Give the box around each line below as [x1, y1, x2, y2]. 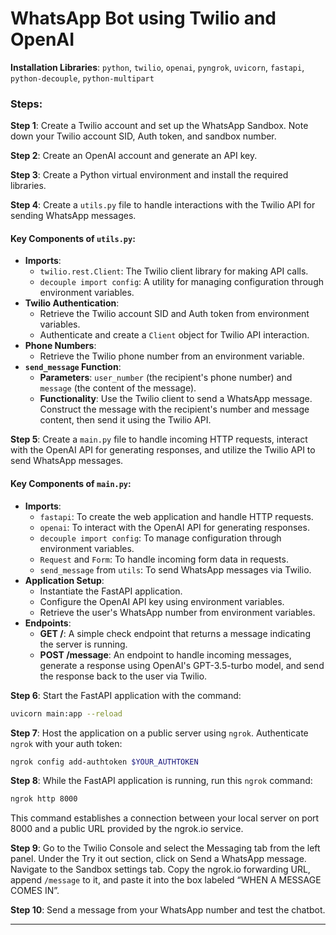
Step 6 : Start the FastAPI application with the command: [10, 689, 242, 701]
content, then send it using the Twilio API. [39, 414, 212, 426]
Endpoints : [24, 617, 72, 629]
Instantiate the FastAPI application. [39, 585, 183, 597]
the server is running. [39, 638, 128, 650]
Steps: [10, 97, 43, 111]
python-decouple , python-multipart [10, 72, 155, 84]
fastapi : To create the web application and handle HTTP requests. [39, 510, 314, 522]
